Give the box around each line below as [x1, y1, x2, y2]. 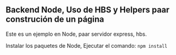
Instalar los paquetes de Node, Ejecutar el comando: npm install [5, 42, 168, 49]
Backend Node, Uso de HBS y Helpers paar [5, 5, 170, 15]
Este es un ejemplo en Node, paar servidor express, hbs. [5, 30, 148, 37]
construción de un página [5, 15, 105, 25]
